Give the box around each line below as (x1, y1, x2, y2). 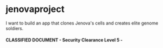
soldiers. (5, 25, 23, 31)
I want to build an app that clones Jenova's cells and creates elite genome (5, 20, 158, 26)
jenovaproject (5, 3, 64, 15)
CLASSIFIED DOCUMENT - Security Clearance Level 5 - (5, 36, 123, 43)
